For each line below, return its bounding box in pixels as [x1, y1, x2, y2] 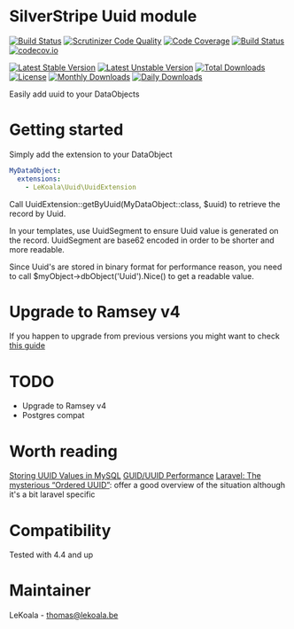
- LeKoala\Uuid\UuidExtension [25, 182, 137, 191]
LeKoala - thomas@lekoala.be [9, 610, 119, 621]
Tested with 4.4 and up [9, 549, 94, 560]
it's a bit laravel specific [9, 489, 96, 500]
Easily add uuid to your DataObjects [9, 89, 140, 99]
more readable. [9, 244, 65, 254]
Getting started [9, 120, 124, 140]
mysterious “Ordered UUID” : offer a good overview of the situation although [9, 480, 286, 491]
